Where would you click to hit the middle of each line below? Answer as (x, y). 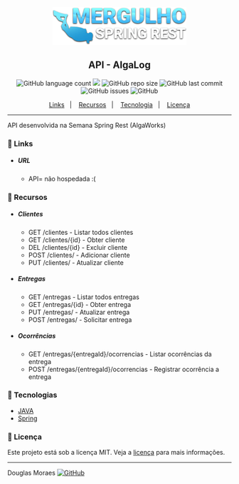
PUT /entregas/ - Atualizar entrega (79, 312)
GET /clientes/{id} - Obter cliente (76, 240)
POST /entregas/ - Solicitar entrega (80, 319)
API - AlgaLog (119, 65)
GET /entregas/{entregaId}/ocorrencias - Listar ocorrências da (120, 354)
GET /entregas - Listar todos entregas (84, 297)
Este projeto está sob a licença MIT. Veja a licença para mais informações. (116, 453)
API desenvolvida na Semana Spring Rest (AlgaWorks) (87, 125)
